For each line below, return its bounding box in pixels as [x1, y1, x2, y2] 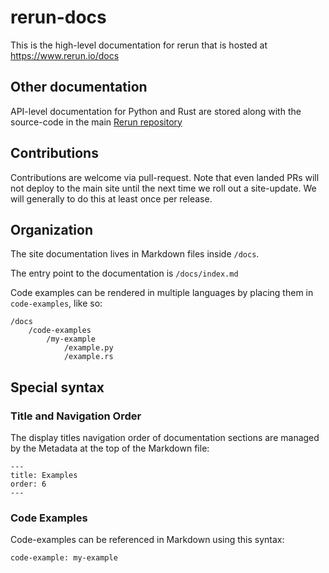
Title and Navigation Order [10, 409, 142, 423]
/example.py [63, 343, 114, 353]
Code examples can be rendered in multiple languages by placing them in [10, 287, 314, 299]
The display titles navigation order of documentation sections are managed [10, 432, 320, 444]
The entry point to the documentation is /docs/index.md [10, 267, 239, 280]
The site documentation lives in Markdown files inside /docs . [10, 248, 260, 260]
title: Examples [10, 471, 78, 481]
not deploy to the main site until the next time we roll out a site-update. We [10, 182, 317, 194]
